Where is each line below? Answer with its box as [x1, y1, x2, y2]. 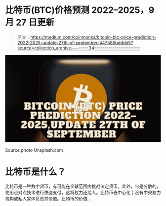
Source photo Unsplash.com [5, 147, 63, 153]
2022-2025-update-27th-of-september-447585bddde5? [17, 40, 133, 45]
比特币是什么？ [5, 166, 66, 177]
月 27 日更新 [5, 17, 55, 28]
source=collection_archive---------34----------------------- [17, 45, 140, 51]
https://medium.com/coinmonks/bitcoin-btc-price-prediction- [30, 34, 157, 40]
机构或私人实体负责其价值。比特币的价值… [5, 196, 91, 202]
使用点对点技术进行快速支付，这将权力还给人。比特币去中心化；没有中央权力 [5, 190, 161, 196]
